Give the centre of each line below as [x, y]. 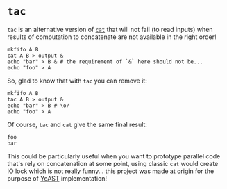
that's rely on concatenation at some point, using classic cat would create [113, 163]
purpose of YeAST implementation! [57, 178]
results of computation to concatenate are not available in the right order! [112, 37]
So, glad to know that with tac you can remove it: [77, 81]
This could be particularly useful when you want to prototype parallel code [114, 156]
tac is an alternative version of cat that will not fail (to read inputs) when [110, 29]
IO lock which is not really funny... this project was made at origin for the [111, 171]
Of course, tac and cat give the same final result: [77, 124]
